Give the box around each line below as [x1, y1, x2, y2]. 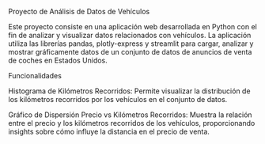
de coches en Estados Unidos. [8, 55, 108, 65]
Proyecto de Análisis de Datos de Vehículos [8, 7, 150, 16]
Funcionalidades [8, 71, 62, 80]
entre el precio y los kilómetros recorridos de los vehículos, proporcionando [8, 119, 256, 127]
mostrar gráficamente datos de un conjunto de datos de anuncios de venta [8, 47, 252, 56]
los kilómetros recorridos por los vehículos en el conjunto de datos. [8, 95, 228, 104]
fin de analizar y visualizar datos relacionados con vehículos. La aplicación [8, 31, 252, 40]
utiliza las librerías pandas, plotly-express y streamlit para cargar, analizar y [8, 39, 254, 48]
